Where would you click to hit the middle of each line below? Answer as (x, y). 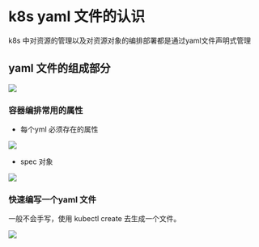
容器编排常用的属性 (46, 110)
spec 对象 (36, 161)
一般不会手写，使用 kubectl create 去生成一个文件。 (95, 219)
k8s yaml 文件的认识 (77, 17)
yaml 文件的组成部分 (59, 68)
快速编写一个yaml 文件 (53, 199)
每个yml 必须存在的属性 (59, 129)
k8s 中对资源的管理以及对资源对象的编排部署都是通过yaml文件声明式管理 (129, 40)
